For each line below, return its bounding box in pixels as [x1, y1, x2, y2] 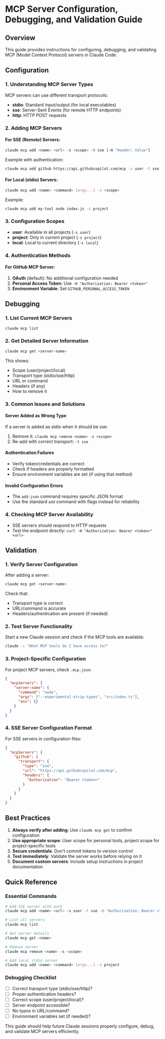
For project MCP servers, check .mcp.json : [5, 667, 92, 672]
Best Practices [5, 814, 51, 822]
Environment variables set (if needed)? [12, 1013, 91, 1019]
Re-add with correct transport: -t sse [12, 438, 88, 445]
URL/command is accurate [12, 605, 66, 611]
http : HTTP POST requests [12, 112, 67, 118]
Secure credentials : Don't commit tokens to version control [12, 848, 133, 854]
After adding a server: [5, 572, 50, 578]
